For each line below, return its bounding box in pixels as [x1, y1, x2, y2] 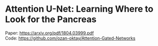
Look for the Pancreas [5, 14, 97, 25]
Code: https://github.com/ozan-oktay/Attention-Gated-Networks [5, 35, 136, 41]
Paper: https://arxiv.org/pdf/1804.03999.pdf [5, 30, 94, 36]
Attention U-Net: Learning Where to [5, 3, 154, 15]
